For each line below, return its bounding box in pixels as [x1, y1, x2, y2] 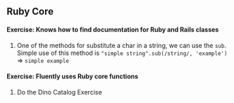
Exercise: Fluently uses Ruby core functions [6, 72, 139, 80]
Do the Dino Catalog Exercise [16, 87, 103, 96]
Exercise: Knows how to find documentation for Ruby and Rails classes [6, 25, 219, 34]
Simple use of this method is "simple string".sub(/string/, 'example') [16, 49, 228, 57]
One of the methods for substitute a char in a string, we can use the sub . [16, 41, 227, 49]
